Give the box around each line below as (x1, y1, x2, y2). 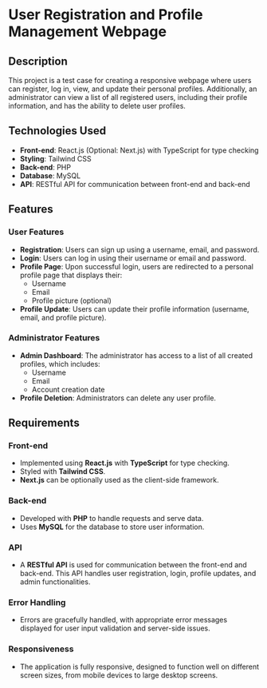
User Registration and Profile (8, 6, 203, 24)
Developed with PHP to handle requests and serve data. (19, 513, 204, 523)
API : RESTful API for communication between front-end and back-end (19, 179, 251, 189)
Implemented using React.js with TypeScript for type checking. (19, 458, 230, 468)
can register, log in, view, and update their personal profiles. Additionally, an (8, 84, 257, 93)
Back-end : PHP (19, 162, 72, 172)
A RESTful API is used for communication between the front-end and (19, 560, 247, 570)
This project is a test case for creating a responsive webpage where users (8, 76, 252, 85)
